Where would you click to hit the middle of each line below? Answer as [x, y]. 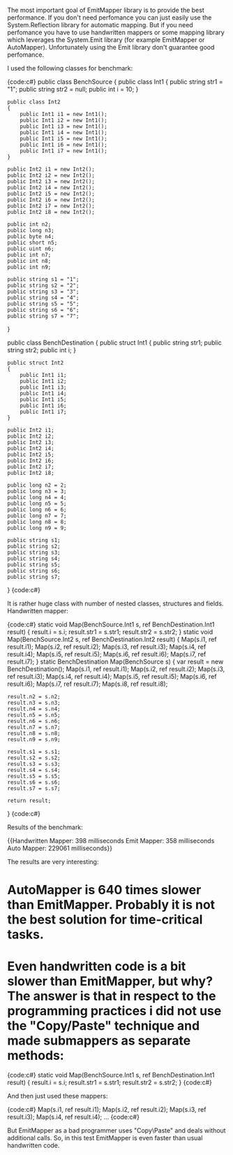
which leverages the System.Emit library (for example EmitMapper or [106, 40]
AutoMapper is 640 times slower [104, 890]
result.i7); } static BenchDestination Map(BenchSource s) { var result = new [115, 661]
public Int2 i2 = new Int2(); [51, 175]
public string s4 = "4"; [43, 298]
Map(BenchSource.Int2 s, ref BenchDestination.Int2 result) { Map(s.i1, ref [112, 639]
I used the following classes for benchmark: [70, 68]
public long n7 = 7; [37, 516]
